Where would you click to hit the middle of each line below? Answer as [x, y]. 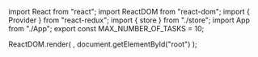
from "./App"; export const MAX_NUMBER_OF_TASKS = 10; [106, 28]
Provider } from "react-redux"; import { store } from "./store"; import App [129, 20]
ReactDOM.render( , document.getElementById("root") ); [103, 44]
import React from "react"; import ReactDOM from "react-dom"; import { [129, 12]
